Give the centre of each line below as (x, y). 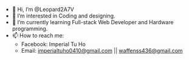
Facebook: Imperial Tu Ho (53, 44)
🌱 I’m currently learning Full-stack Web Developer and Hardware (93, 22)
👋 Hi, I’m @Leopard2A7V (43, 9)
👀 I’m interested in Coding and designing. (64, 16)
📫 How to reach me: (38, 35)
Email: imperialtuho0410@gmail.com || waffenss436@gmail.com (102, 51)
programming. (30, 28)
